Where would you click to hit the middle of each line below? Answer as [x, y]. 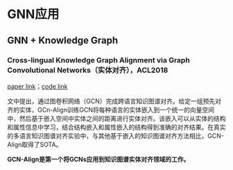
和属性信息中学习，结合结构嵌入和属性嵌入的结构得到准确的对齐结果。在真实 [116, 127]
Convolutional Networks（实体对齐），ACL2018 [88, 70]
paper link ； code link [37, 86]
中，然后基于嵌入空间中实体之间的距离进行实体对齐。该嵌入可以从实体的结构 [116, 118]
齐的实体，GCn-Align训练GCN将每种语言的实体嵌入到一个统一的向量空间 [111, 110]
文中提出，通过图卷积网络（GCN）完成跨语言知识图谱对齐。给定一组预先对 [114, 101]
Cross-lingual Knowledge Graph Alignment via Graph [99, 60]
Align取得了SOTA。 [35, 144]
